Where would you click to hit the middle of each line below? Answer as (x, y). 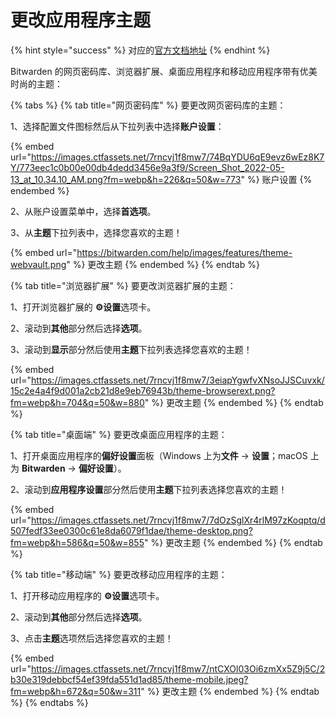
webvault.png (38, 264)
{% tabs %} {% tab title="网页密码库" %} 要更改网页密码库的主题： (148, 105)
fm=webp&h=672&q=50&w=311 (76, 691)
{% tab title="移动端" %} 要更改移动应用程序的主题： (119, 574)
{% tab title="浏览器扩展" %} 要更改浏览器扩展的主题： (123, 285)
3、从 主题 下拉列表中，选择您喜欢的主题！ (96, 232)
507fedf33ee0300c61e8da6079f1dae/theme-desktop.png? (131, 530)
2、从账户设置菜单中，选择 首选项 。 (83, 211)
